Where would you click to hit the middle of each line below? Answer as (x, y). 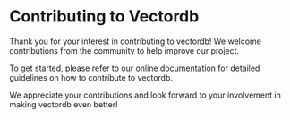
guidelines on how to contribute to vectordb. (91, 77)
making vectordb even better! (64, 104)
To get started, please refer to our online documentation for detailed (135, 68)
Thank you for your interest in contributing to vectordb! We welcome (136, 41)
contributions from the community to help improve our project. (124, 50)
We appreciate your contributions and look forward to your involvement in (145, 95)
